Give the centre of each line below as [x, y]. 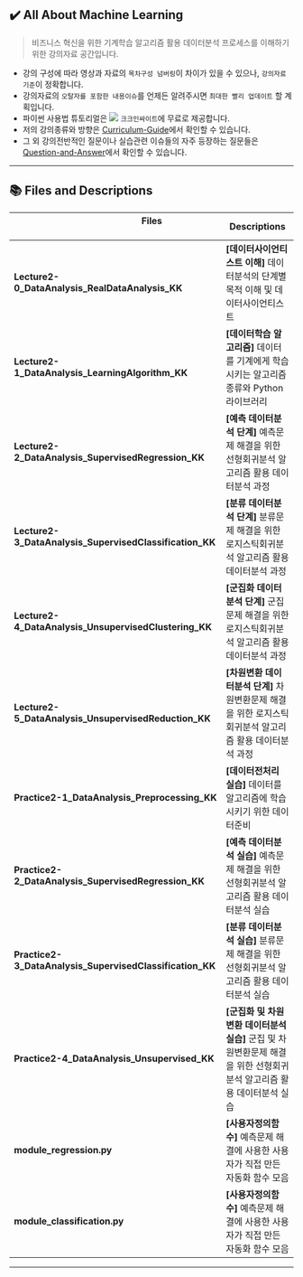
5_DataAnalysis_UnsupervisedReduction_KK [113, 718]
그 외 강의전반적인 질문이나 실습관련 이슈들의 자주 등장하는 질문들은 [140, 141]
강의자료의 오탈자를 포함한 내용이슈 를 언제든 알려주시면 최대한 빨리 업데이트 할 [152, 95]
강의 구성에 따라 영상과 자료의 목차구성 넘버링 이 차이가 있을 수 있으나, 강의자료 [154, 73]
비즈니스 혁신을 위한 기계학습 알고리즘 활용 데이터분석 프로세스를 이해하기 [161, 42]
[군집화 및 [245, 1011]
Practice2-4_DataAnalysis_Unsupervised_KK [114, 1058]
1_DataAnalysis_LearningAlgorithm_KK [101, 372]
